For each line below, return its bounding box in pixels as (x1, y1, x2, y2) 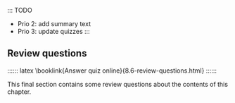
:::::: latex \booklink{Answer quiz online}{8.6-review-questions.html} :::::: (7, 66, 217, 75)
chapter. (7, 87, 32, 96)
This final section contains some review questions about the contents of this (7, 80, 229, 88)
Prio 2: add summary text (17, 20, 91, 28)
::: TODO (7, 6, 33, 14)
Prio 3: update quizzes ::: (17, 28, 90, 35)
